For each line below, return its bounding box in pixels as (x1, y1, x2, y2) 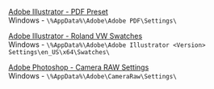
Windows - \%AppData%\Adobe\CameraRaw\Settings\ (8, 71, 178, 80)
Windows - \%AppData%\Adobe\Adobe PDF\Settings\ (8, 15, 178, 25)
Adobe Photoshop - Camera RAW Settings (8, 62, 149, 72)
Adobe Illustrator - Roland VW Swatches (8, 32, 143, 40)
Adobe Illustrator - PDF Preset (8, 7, 109, 16)
